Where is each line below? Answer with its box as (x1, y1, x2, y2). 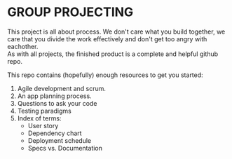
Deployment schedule (27, 136, 92, 144)
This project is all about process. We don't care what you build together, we (7, 27, 226, 36)
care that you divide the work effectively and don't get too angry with (7, 34, 207, 43)
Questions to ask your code (17, 99, 97, 107)
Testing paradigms (17, 106, 71, 115)
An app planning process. (17, 92, 93, 100)
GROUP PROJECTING (7, 4, 134, 20)
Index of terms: (17, 113, 62, 123)
